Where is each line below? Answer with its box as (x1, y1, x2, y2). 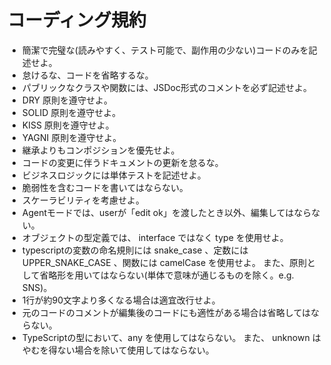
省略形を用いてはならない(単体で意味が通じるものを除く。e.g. (39, 269, 295, 281)
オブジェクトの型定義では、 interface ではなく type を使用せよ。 (21, 231, 289, 243)
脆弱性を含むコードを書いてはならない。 (21, 181, 189, 193)
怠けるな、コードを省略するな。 (21, 69, 154, 81)
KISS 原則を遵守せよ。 (21, 119, 115, 131)
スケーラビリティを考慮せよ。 (21, 194, 145, 206)
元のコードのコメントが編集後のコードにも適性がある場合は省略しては (21, 306, 312, 318)
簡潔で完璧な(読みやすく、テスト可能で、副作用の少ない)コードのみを (21, 44, 309, 56)
